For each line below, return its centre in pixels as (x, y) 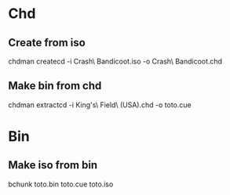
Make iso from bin (53, 165)
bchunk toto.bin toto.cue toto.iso (61, 184)
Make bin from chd (55, 86)
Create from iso (47, 43)
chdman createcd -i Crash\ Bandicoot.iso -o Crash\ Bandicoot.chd (115, 61)
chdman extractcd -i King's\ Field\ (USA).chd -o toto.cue (100, 105)
